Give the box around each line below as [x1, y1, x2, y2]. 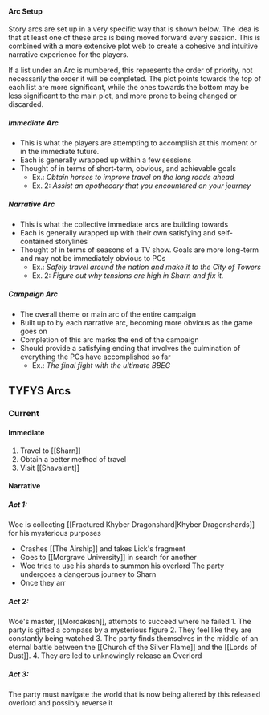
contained [19, 237, 54, 247]
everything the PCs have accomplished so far [19, 352, 171, 362]
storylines [55, 237, 88, 247]
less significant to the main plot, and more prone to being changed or [8, 91, 237, 100]
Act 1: [8, 499, 28, 509]
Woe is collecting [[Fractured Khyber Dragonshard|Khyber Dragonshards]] [8, 520, 255, 529]
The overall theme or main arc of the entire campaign [19, 309, 197, 319]
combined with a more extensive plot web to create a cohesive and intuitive [8, 41, 259, 51]
